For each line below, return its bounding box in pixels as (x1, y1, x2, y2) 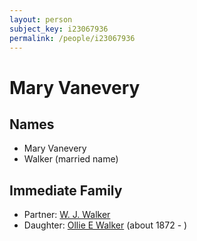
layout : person (9, 14, 73, 25)
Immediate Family (9, 182, 123, 199)
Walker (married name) (23, 153, 119, 165)
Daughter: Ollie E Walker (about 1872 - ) (23, 219, 188, 231)
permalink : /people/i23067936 (9, 33, 136, 43)
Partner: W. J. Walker (23, 209, 111, 221)
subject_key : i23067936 (9, 24, 109, 34)
